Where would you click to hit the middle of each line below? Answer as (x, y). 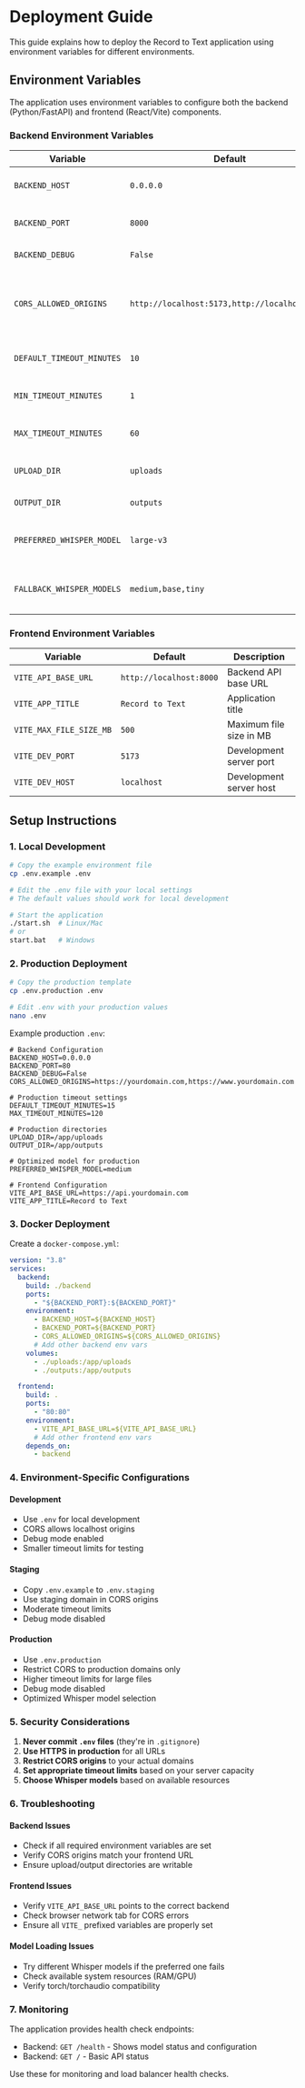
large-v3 (149, 540)
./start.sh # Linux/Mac (56, 924)
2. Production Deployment (69, 963)
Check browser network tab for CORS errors (105, 1915)
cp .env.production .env (56, 991)
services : (28, 1269)
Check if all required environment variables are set (117, 1846)
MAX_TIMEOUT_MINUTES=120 (56, 1113)
